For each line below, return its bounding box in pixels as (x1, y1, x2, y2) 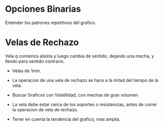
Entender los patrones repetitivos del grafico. (5, 20, 96, 25)
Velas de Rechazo (5, 37, 79, 48)
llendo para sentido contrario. (5, 58, 65, 64)
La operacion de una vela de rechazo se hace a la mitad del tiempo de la (12, 77, 159, 83)
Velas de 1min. (12, 68, 42, 74)
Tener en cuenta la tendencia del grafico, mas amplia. (12, 116, 121, 122)
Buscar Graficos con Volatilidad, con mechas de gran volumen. (12, 92, 140, 98)
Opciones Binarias (5, 3, 81, 15)
